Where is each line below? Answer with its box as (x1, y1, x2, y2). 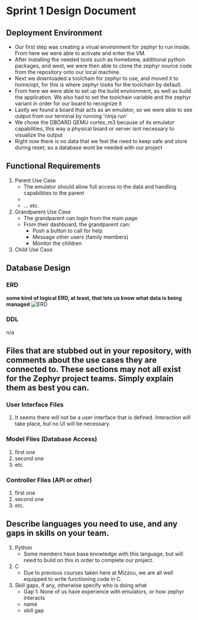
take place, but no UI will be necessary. (14, 420, 111, 427)
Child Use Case (14, 246, 53, 253)
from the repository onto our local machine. (14, 69, 121, 75)
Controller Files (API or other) (6, 476, 92, 484)
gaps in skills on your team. (6, 528, 109, 538)
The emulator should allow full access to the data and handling (23, 183, 177, 190)
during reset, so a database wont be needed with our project (14, 144, 163, 151)
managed (6, 301, 30, 308)
